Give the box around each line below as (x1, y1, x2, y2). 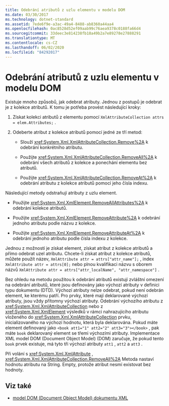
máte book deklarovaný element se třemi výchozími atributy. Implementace (5, 330, 160, 336)
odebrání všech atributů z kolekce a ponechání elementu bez (20, 160, 147, 166)
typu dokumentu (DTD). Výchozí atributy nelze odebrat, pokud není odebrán (5, 287, 164, 293)
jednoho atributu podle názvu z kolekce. (12, 220, 96, 227)
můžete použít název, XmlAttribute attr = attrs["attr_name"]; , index (5, 256, 154, 262)
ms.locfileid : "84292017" (5, 50, 60, 55)
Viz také (5, 381, 32, 390)
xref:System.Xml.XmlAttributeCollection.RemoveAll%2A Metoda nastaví (5, 356, 154, 362)
